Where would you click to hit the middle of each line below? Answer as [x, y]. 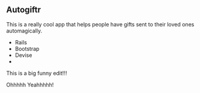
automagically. [24, 31]
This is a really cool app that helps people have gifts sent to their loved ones [100, 24]
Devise [23, 55]
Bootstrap [27, 49]
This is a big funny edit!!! [37, 73]
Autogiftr [23, 10]
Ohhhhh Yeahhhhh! [30, 85]
